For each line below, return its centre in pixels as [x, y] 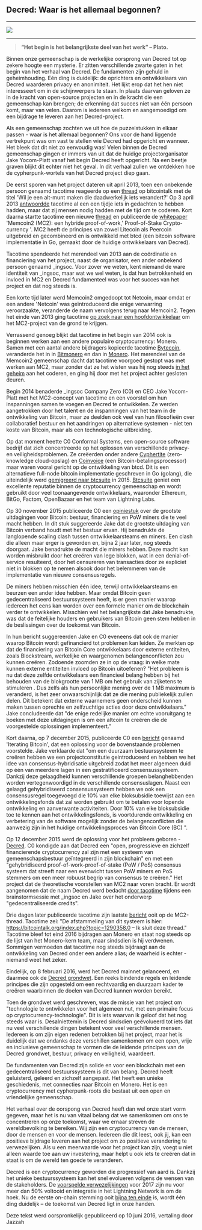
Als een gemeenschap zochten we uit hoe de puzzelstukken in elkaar [92, 128]
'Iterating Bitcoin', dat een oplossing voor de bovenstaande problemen [93, 744]
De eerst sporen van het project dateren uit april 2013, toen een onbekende [99, 184]
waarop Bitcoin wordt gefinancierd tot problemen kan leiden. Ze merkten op [100, 643]
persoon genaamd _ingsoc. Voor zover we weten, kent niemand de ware [96, 266]
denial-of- [178, 555]
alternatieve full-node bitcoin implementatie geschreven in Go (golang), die [99, 473]
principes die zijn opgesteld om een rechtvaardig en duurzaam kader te [95, 984]
